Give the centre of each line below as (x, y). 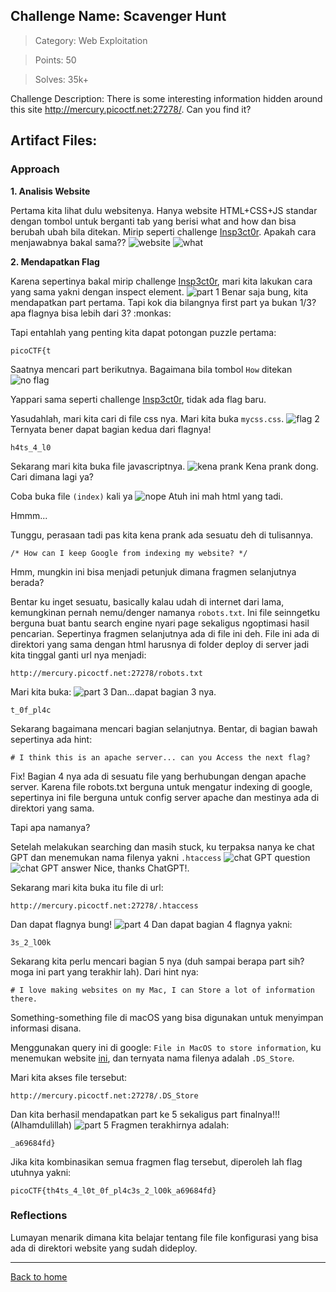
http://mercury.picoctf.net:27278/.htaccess (104, 905)
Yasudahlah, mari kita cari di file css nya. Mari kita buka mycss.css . (147, 418)
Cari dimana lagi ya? (52, 476)
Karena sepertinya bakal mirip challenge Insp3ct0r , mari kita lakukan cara (161, 281)
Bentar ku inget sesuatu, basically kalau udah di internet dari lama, (147, 601)
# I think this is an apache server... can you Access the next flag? (160, 757)
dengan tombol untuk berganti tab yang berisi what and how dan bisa (153, 221)
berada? (27, 582)
